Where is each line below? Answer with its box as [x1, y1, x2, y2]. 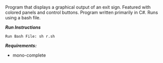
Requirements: [5, 43, 37, 49]
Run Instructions [5, 24, 41, 30]
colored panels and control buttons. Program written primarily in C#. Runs [5, 9, 158, 15]
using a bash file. [5, 15, 41, 20]
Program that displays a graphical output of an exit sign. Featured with [5, 4, 151, 10]
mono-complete [12, 52, 46, 58]
